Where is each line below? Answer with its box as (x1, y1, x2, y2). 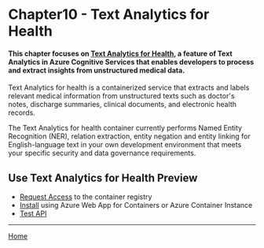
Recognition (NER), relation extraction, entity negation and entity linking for (8, 131, 251, 141)
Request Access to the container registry (19, 192, 152, 202)
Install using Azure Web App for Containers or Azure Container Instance (19, 201, 253, 210)
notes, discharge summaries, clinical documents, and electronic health (8, 100, 237, 109)
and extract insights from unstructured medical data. (8, 65, 185, 75)
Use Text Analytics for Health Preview (8, 171, 198, 184)
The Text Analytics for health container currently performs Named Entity (8, 124, 242, 133)
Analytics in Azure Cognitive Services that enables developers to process (8, 57, 255, 66)
